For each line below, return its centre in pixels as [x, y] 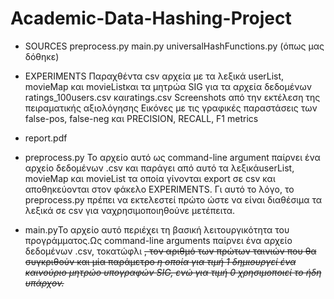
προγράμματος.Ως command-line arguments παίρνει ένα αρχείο [158, 240]
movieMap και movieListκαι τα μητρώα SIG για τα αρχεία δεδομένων [168, 86]
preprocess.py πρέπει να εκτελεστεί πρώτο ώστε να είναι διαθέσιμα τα [173, 199]
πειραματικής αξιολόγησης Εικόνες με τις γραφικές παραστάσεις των [171, 108]
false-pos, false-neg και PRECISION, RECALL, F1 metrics [141, 118]
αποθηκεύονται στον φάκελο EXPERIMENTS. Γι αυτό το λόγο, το [159, 189]
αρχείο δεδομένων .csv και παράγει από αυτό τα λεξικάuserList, [159, 168]
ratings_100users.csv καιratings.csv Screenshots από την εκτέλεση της [172, 97]
